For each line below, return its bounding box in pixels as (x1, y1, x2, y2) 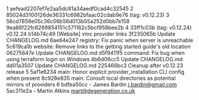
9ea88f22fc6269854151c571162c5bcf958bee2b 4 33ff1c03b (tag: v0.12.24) (6, 24, 192, 31)
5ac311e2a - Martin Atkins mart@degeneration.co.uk (6, 87, 135, 94)
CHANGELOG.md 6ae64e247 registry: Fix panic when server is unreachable (6, 37, 194, 43)
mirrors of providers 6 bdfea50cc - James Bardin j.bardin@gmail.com (6, 81, 177, 88)
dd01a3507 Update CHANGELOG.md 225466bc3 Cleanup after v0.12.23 (6, 62, 184, 69)
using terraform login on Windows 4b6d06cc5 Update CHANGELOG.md (6, 56, 183, 62)
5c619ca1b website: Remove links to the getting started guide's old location (6, 43, 191, 50)
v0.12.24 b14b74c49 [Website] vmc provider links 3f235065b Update (6, 30, 176, 37)
